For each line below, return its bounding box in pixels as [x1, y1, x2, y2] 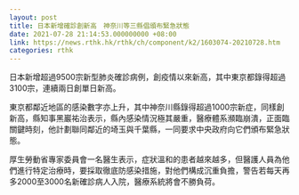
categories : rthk [9, 46, 74, 55]
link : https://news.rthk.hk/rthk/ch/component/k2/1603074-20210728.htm [9, 37, 280, 47]
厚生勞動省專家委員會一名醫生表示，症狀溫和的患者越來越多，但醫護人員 [9, 154, 274, 165]
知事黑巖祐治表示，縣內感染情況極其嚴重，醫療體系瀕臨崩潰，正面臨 [39, 113, 290, 124]
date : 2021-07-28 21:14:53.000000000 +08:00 [9, 29, 177, 38]
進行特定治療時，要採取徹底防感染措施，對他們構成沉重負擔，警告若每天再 [16, 166, 290, 176]
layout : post [9, 12, 58, 22]
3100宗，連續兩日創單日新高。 [9, 83, 122, 93]
